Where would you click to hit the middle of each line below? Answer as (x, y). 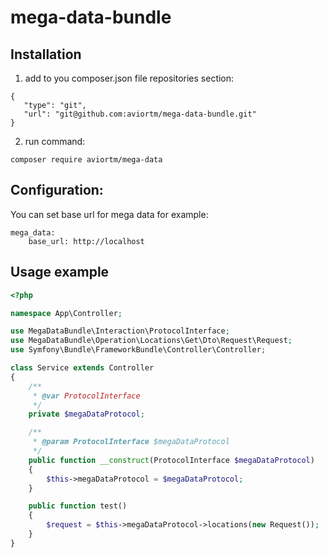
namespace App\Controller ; (66, 313)
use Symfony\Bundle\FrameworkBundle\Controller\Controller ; (138, 350)
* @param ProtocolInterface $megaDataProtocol (131, 442)
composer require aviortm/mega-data (86, 160)
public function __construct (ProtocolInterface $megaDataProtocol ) (171, 460)
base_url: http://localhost (86, 241)
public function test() (78, 506)
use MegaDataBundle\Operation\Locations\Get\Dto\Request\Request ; (151, 341)
